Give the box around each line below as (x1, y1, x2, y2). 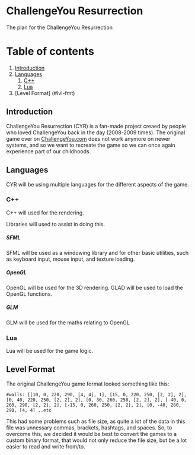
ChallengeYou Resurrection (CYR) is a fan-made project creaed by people (6, 122, 187, 129)
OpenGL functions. (6, 290, 52, 298)
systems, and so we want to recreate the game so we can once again (6, 141, 176, 148)
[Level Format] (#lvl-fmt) (14, 89, 75, 96)
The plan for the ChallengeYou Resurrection (6, 24, 113, 31)
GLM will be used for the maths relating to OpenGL (6, 319, 130, 326)
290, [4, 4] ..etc (6, 407, 52, 413)
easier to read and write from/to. (6, 443, 86, 450)
